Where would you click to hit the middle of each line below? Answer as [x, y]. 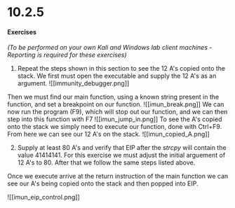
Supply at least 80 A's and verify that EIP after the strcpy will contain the [122, 148]
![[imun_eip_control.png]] [44, 197]
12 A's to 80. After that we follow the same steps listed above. [106, 162]
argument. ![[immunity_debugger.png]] [73, 83]
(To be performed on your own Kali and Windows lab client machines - [110, 48]
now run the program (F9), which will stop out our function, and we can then [117, 112]
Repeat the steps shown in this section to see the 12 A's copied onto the [121, 69]
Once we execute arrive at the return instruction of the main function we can [118, 176]
